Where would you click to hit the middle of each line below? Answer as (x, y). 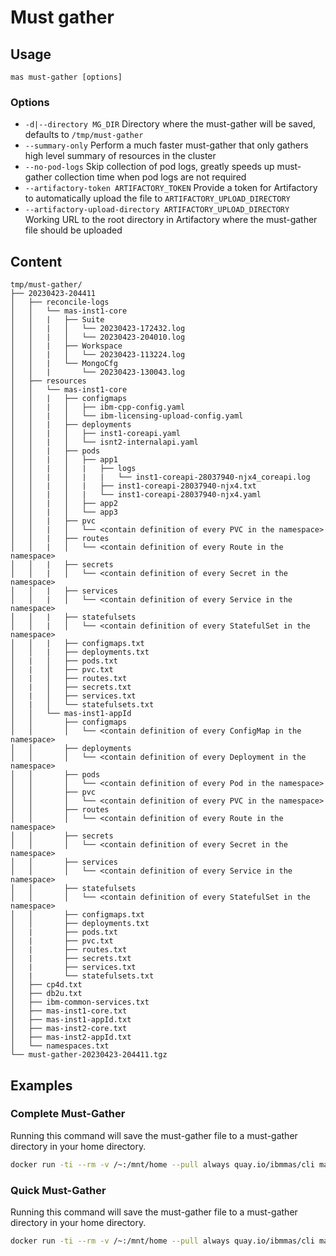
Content (36, 261)
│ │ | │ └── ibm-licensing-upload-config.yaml (127, 416)
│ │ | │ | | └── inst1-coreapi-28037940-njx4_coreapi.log (160, 477)
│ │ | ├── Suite (57, 320)
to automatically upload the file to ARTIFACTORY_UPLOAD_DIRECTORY (157, 198)
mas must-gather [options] (66, 77)
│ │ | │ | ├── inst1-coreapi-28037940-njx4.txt (133, 486)
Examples (41, 1085)
